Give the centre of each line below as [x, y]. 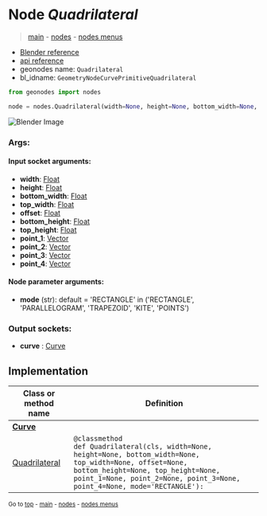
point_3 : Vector [45, 255]
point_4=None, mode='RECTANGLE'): [139, 487]
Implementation [48, 371]
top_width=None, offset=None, [131, 463]
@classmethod [98, 439]
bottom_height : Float [54, 221]
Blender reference [49, 52]
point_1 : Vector [44, 238]
